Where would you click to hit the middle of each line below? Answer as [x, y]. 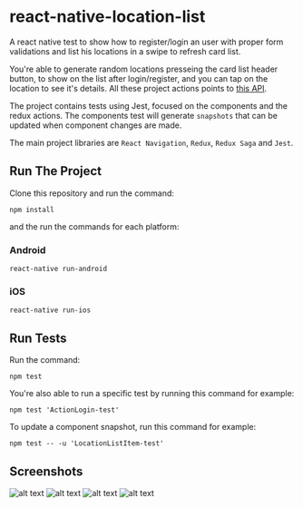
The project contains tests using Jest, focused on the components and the [149, 105]
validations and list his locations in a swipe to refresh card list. [125, 51]
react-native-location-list [108, 17]
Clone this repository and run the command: [92, 193]
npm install [32, 210]
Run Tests [38, 338]
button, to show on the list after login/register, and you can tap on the [139, 78]
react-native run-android [58, 269]
